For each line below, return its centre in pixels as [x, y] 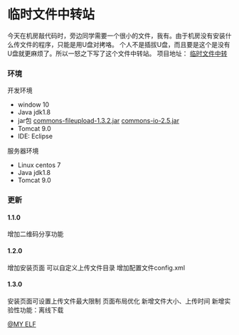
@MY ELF [22, 324]
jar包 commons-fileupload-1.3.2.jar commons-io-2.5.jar [99, 121]
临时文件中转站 [51, 15]
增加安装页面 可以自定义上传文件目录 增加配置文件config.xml [96, 267]
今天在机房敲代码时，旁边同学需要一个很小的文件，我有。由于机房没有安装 [116, 36]
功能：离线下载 [42, 309]
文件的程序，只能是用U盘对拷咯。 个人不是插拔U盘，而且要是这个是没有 [125, 44]
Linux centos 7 [39, 165]
